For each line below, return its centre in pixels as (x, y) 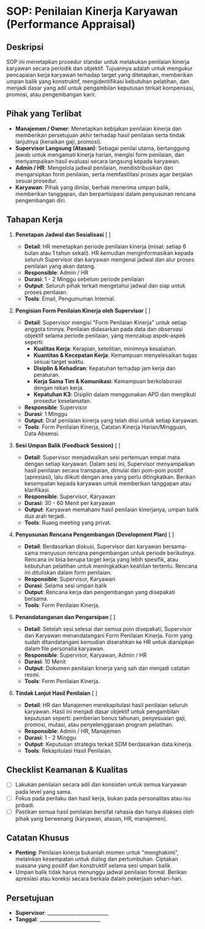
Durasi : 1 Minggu (46, 414)
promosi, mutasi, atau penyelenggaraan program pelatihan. (99, 724)
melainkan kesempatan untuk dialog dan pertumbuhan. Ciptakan (97, 859)
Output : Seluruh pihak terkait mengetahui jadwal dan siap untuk (105, 285)
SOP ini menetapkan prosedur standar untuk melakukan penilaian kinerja (98, 62)
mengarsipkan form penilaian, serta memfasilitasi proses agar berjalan (104, 174)
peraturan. (47, 374)
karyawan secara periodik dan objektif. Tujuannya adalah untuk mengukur (99, 68)
